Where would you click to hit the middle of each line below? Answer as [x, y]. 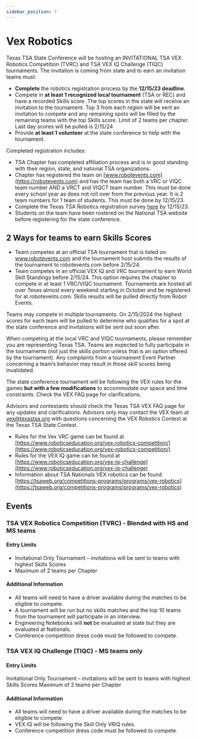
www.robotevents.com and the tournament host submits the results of [100, 258]
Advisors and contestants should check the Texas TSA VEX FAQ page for [96, 406]
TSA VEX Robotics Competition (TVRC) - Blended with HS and [97, 523]
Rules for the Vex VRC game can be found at [69, 436]
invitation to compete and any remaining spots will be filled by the [95, 113]
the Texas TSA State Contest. [42, 425]
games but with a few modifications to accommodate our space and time [97, 388]
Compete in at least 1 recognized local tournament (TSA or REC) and [100, 95]
